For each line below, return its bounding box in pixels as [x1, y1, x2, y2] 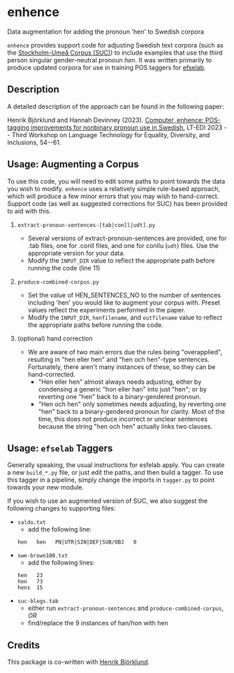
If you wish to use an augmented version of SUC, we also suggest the [7, 497, 208, 505]
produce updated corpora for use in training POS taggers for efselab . [7, 63, 206, 71]
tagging [7, 123, 29, 132]
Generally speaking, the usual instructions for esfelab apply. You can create [7, 461, 225, 469]
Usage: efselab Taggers [7, 442, 113, 454]
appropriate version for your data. [27, 249, 126, 257]
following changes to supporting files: [7, 504, 117, 513]
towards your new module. [7, 483, 84, 492]
